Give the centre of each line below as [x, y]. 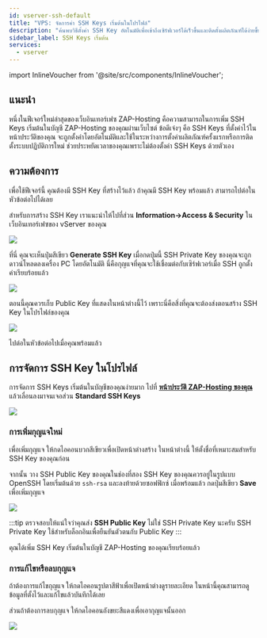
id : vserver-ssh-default [50, 15]
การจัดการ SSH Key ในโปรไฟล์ [73, 368]
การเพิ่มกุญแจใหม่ [36, 432]
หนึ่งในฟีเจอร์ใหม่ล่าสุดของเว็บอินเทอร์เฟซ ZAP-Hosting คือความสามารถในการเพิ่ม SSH [127, 119]
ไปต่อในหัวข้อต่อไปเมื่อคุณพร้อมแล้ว [55, 342]
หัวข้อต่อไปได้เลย [31, 199]
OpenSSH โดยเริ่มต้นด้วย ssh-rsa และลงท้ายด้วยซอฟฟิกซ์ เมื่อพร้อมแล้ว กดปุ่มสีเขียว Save [133, 483]
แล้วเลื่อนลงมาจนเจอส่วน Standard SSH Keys [75, 396]
